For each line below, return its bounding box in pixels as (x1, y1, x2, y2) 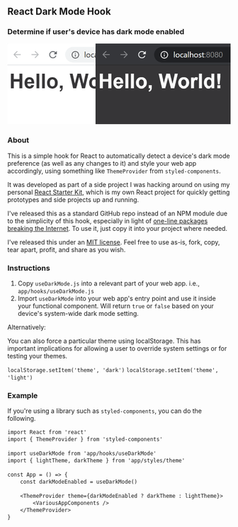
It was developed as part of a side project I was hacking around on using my (7, 180, 230, 188)
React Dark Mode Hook (7, 6, 111, 18)
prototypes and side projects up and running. (7, 195, 140, 204)
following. (7, 414, 36, 423)
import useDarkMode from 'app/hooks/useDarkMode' (7, 450, 157, 458)
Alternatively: (7, 322, 46, 331)
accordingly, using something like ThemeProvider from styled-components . (7, 166, 221, 175)
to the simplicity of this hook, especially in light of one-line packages (7, 216, 208, 225)
